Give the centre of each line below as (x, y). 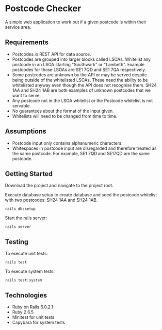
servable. (21, 105)
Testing (17, 242)
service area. (18, 27)
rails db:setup (20, 209)
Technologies (26, 295)
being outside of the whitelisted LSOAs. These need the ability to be (80, 80)
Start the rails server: (26, 218)
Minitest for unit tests (33, 317)
